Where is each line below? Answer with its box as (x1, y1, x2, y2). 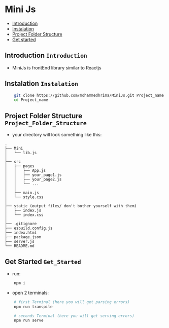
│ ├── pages (5, 164, 35, 169)
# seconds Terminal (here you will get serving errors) (14, 313, 135, 318)
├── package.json (5, 235, 42, 240)
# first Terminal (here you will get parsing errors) (14, 299, 130, 305)
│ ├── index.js (5, 208, 42, 213)
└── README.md (5, 243, 35, 249)
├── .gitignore (5, 222, 37, 227)
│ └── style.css (5, 195, 44, 200)
